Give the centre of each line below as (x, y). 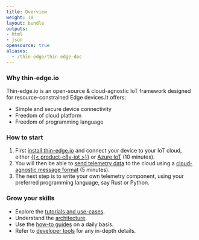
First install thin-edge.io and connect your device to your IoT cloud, (98, 151)
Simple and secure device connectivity (63, 109)
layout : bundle (25, 23)
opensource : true (28, 46)
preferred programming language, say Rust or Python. (82, 183)
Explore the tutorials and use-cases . (60, 211)
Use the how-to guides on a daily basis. (64, 224)
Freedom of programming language (59, 122)
